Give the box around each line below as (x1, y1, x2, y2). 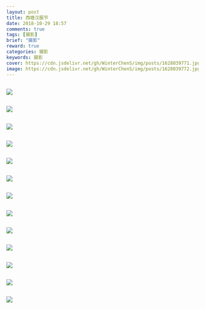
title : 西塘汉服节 (6, 15, 49, 21)
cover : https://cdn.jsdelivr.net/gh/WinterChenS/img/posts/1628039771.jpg (6, 60, 201, 66)
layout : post (6, 9, 40, 15)
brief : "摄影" (6, 37, 41, 43)
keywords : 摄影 (6, 54, 43, 60)
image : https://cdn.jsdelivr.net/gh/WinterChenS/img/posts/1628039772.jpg (6, 65, 201, 72)
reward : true (6, 43, 40, 49)
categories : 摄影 (6, 49, 49, 55)
